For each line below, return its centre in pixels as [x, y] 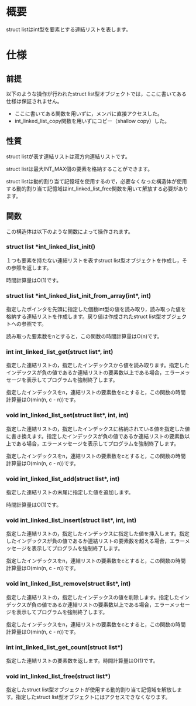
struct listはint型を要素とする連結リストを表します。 [69, 29]
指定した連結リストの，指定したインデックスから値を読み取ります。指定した [98, 365]
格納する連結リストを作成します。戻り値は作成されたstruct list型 [84, 316]
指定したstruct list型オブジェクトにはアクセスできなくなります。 [93, 697]
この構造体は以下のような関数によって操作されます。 [70, 231]
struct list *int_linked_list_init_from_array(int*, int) [78, 295]
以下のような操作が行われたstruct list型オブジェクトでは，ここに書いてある [97, 94]
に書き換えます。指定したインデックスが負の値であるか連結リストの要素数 [96, 436]
